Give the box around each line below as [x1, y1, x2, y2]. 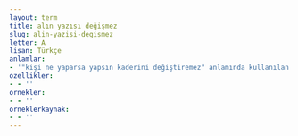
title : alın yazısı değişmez [9, 21, 118, 30]
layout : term [9, 13, 58, 22]
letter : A [9, 38, 46, 47]
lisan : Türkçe [9, 47, 62, 55]
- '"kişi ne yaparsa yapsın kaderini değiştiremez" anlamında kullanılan [9, 64, 290, 72]
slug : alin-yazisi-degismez [9, 30, 114, 38]
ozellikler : [9, 72, 54, 81]
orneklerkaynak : [9, 105, 70, 114]
